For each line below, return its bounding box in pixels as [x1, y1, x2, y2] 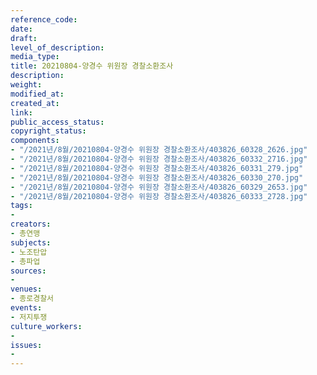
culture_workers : [10, 321, 83, 331]
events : [10, 303, 43, 313]
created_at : [10, 98, 60, 108]
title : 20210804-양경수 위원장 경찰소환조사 [10, 61, 174, 71]
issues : [10, 340, 43, 350]
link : [10, 107, 33, 118]
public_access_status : [10, 117, 105, 127]
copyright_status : [10, 126, 87, 136]
